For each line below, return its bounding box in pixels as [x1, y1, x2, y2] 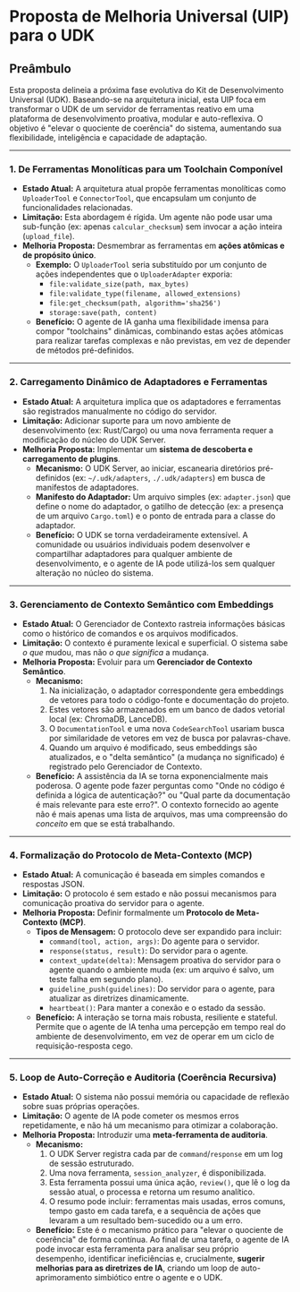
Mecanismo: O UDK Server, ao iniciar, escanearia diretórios [35, 463, 256, 474]
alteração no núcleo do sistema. [35, 567, 154, 578]
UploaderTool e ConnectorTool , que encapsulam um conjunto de [21, 193, 257, 203]
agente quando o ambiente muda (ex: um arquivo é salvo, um [48, 964, 275, 975]
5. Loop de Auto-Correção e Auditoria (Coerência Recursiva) [9, 1072, 277, 1084]
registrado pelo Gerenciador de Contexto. [48, 761, 203, 772]
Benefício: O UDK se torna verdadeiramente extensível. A [35, 529, 248, 540]
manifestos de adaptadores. [35, 482, 139, 492]
